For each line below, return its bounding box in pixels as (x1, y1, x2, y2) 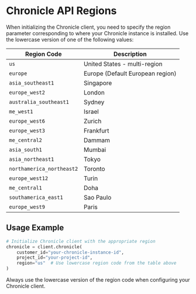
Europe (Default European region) (84, 69, 177, 77)
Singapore (84, 79, 112, 87)
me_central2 (9, 137, 43, 143)
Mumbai (84, 146, 106, 154)
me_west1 (9, 108, 33, 115)
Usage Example (6, 223, 64, 233)
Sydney (84, 98, 105, 106)
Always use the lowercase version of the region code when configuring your (6, 276, 190, 283)
